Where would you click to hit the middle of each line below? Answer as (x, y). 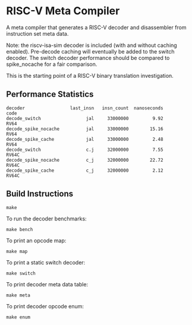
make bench (20, 229)
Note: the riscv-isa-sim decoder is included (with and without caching (92, 45)
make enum (18, 317)
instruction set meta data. (37, 33)
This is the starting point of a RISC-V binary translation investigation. (90, 75)
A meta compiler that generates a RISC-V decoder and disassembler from (96, 27)
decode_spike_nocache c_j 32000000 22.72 (85, 160)
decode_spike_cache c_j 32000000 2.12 (85, 171)
